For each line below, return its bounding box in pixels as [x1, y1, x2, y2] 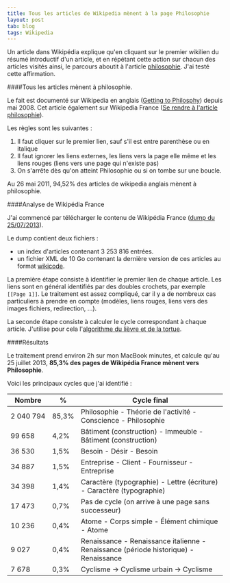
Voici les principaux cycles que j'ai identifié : [7, 380, 132, 388]
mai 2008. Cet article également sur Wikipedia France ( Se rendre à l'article [7, 103, 218, 112]
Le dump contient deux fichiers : [7, 234, 99, 243]
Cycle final [132, 395, 168, 405]
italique [16, 145, 38, 153]
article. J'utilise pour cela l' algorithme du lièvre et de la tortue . [7, 325, 182, 333]
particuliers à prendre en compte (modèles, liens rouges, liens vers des [7, 297, 208, 306]
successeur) [81, 506, 121, 515]
